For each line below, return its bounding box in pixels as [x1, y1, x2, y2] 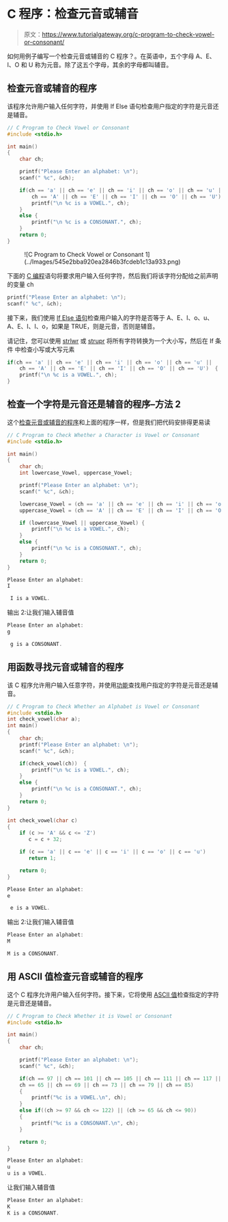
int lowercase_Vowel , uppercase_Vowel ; [19, 470, 133, 477]
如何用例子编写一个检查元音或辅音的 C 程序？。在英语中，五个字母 [7, 52, 195, 60]
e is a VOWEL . [10, 905, 51, 912]
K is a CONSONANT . [7, 1210, 59, 1217]
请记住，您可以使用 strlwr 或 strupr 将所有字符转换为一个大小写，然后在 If [7, 336, 214, 345]
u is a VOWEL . [7, 1170, 48, 1177]
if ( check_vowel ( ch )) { [19, 760, 87, 767]
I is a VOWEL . [10, 595, 51, 602]
